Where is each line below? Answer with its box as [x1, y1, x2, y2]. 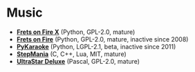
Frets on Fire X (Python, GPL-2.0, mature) [16, 28, 136, 36]
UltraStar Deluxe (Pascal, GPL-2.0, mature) [16, 57, 140, 65]
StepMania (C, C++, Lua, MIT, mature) [16, 50, 127, 58]
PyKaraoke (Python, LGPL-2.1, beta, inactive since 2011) [16, 42, 176, 51]
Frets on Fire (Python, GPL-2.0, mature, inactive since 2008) [16, 35, 189, 43]
